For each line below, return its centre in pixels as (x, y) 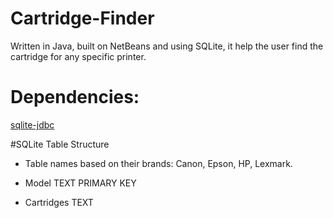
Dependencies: (75, 97)
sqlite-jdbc (32, 124)
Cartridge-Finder (82, 18)
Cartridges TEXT (59, 202)
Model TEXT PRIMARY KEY (80, 183)
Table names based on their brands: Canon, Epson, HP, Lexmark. (158, 163)
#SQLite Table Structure (60, 144)
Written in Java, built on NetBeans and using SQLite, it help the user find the (167, 46)
